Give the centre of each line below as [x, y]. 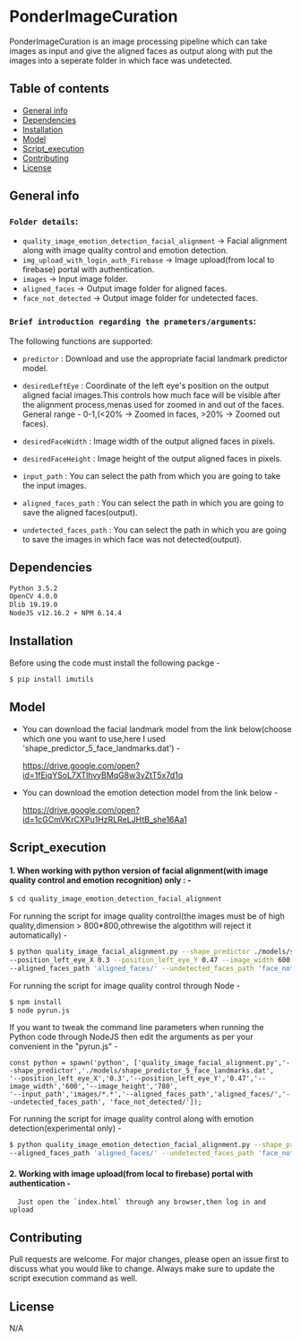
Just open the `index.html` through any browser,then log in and [142, 1202]
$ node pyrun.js [39, 1010]
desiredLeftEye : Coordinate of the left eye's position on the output [146, 385]
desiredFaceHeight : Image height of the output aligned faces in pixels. [152, 458]
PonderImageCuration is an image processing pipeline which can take [138, 41]
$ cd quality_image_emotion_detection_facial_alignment [116, 899]
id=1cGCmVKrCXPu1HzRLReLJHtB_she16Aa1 [104, 819]
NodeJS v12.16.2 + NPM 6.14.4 [66, 613]
